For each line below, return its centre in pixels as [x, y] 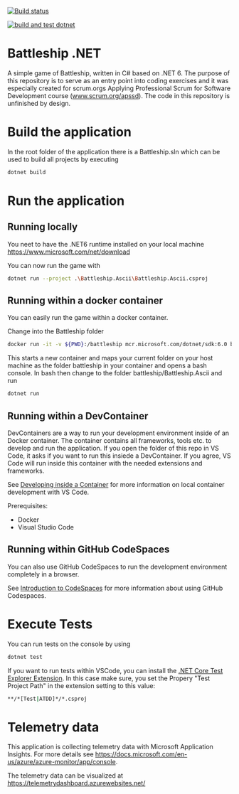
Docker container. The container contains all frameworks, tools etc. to [110, 440]
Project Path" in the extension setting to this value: [81, 685]
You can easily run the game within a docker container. [88, 318]
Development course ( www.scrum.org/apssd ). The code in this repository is [118, 95]
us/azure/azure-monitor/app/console [62, 762]
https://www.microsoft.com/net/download [69, 252]
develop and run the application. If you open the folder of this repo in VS [113, 448]
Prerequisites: [28, 506]
